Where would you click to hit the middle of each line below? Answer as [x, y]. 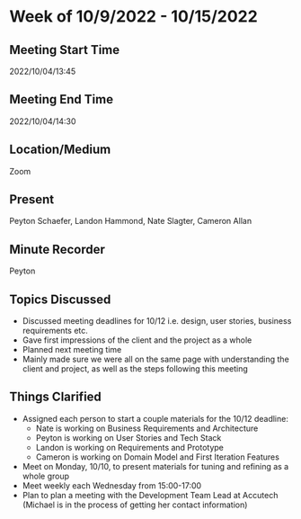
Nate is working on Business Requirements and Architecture [147, 428]
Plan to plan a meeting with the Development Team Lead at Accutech [150, 495]
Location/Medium [60, 150]
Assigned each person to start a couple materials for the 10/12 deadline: [155, 418]
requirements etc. [55, 331]
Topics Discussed [60, 299]
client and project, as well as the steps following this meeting [135, 369]
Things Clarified [55, 397]
